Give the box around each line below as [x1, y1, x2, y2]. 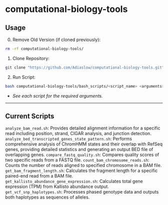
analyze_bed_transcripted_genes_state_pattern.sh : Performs [5, 136, 132, 142]
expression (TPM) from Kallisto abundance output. [5, 183, 109, 189]
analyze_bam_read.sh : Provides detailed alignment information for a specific [5, 125, 161, 131]
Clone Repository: [12, 55, 50, 61]
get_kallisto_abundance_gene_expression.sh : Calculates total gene [5, 178, 143, 184]
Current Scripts [5, 112, 54, 120]
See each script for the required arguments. [12, 92, 103, 98]
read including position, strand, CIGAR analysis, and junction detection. [5, 130, 151, 136]
